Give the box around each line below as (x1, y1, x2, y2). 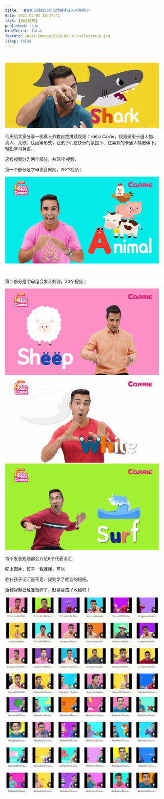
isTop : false (5, 39, 32, 44)
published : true (5, 23, 38, 28)
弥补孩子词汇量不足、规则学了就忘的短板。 (5, 577, 91, 582)
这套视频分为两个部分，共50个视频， (5, 156, 79, 162)
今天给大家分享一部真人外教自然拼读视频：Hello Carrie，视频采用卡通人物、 (5, 133, 158, 139)
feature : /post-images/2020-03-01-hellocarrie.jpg (5, 34, 110, 39)
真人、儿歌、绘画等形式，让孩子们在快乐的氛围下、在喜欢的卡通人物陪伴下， (5, 140, 159, 146)
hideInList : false (5, 28, 42, 34)
